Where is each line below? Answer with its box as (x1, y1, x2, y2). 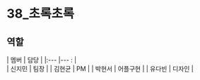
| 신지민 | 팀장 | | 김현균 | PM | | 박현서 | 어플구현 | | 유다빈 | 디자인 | (6, 65, 194, 73)
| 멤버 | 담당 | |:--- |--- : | (6, 56, 77, 64)
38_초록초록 (6, 6, 75, 22)
